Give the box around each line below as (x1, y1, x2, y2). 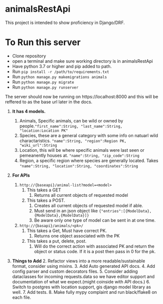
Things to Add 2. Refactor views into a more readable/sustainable (12, 258, 145, 264)
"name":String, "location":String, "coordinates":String (19, 164, 139, 168)
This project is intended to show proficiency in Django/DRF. (5, 20, 125, 25)
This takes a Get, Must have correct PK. (26, 228, 107, 234)
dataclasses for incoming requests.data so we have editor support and (12, 273, 155, 280)
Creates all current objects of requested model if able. (34, 202, 143, 209)
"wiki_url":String (19, 143, 57, 148)
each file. (12, 294, 31, 300)
